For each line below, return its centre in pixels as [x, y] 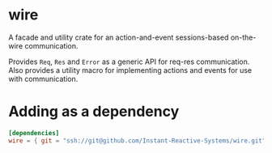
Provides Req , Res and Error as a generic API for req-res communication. [129, 62]
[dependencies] [34, 133]
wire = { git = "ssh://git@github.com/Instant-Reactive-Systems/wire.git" [137, 140]
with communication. [43, 79]
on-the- [243, 37]
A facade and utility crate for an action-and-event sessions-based [119, 37]
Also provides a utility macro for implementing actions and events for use [130, 70]
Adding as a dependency [94, 112]
